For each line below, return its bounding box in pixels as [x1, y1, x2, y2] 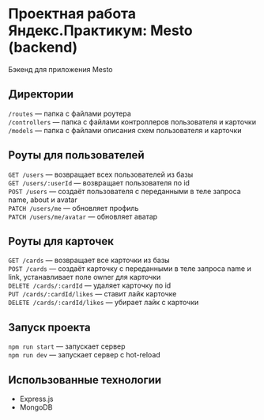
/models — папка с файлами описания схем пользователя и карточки [8, 125, 242, 135]
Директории [8, 88, 74, 101]
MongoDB [19, 403, 53, 412]
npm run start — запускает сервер [8, 342, 126, 351]
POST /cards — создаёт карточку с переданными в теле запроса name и [8, 264, 251, 273]
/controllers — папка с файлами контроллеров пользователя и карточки [8, 116, 257, 127]
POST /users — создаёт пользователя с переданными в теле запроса [8, 186, 241, 196]
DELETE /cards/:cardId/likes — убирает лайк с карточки [8, 298, 199, 307]
